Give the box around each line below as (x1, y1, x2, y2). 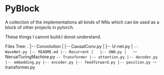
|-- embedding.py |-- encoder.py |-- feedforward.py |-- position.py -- (5, 59, 157, 65)
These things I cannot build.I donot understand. (5, 34, 101, 40)
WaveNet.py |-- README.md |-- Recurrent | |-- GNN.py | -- (5, 49, 137, 54)
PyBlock (5, 3, 40, 14)
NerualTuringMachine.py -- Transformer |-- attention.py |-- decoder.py (5, 53, 158, 59)
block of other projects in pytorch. (5, 24, 74, 30)
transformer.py (5, 64, 35, 70)
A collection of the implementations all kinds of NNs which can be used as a (5, 19, 160, 25)
